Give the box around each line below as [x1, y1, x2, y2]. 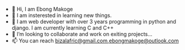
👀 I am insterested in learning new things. [11, 12, 112, 19]
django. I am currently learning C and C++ [11, 24, 114, 31]
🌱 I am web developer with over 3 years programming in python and [11, 18, 176, 25]
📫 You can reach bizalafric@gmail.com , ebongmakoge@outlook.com [11, 37, 179, 44]
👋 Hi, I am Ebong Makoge [11, 6, 73, 12]
